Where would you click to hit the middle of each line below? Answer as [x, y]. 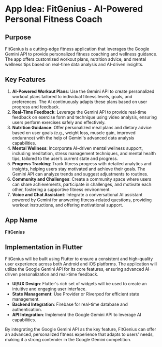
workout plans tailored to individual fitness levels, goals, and [72, 96]
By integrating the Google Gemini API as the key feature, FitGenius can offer [81, 330]
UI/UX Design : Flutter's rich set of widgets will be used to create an [79, 284]
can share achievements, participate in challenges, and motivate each [81, 184]
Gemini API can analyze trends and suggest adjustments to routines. [80, 174]
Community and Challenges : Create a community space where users [81, 179]
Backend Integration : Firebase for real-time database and [70, 304]
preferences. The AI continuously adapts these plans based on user [80, 102]
